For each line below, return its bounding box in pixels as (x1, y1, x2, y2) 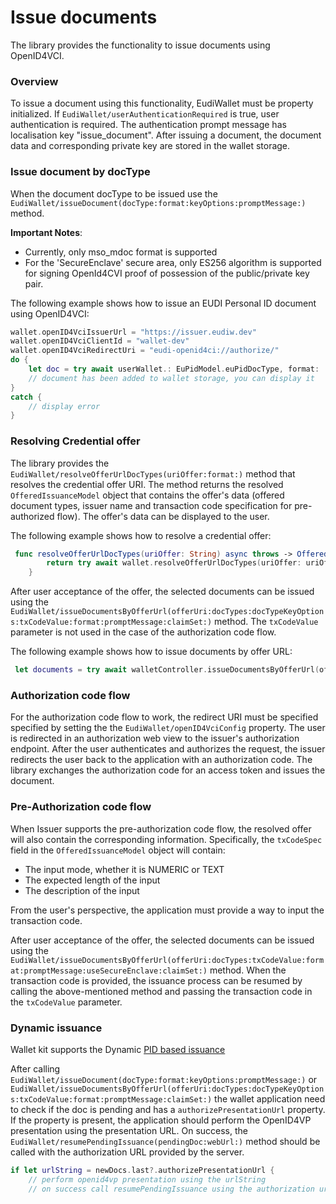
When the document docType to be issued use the (10, 187, 218, 200)
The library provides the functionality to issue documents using (10, 39, 271, 51)
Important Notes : (10, 226, 83, 238)
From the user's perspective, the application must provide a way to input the (10, 904, 325, 916)
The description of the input (24, 884, 140, 896)
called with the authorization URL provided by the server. (10, 1146, 245, 1158)
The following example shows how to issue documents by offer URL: (10, 646, 293, 658)
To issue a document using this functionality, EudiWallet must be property (10, 97, 314, 110)
